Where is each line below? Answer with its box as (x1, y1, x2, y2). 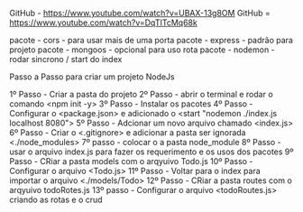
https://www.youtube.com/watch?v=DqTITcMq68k (9, 17, 198, 28)
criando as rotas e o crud (9, 194, 103, 205)
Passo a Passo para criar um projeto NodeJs (9, 71, 176, 82)
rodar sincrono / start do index (9, 54, 123, 64)
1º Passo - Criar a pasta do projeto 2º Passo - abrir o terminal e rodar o (9, 89, 273, 99)
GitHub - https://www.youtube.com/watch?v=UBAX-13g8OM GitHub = (9, 8, 271, 18)
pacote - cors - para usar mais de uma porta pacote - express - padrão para (9, 35, 293, 45)
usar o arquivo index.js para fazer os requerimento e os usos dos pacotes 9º (9, 146, 295, 157)
